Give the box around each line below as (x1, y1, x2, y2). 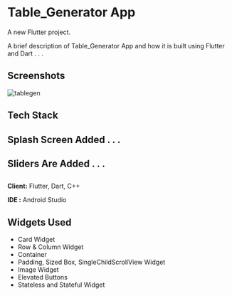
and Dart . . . (7, 49, 44, 58)
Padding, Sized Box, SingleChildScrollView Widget (17, 258, 166, 267)
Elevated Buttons (17, 273, 68, 282)
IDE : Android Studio (7, 196, 67, 204)
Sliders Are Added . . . (7, 157, 105, 169)
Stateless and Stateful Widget (17, 280, 105, 289)
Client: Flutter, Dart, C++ (7, 182, 80, 191)
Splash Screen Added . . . (7, 133, 121, 146)
